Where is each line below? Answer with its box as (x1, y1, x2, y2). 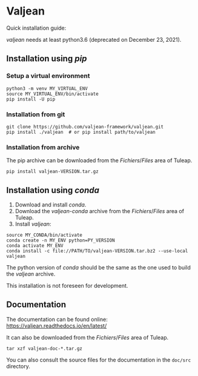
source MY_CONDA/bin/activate (6, 232, 83, 239)
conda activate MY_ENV (6, 243, 64, 249)
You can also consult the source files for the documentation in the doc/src (6, 356, 191, 363)
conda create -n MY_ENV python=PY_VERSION (6, 237, 115, 243)
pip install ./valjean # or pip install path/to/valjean (6, 129, 156, 135)
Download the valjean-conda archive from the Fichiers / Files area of (15, 208, 185, 215)
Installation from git (6, 110, 65, 119)
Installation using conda (6, 185, 100, 195)
